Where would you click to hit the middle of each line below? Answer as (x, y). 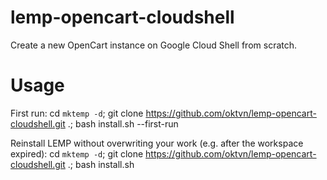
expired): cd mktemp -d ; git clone (77, 153)
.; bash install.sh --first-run (123, 123)
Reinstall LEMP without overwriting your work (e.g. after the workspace (157, 143)
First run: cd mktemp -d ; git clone (77, 113)
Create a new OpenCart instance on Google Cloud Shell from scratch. (154, 45)
